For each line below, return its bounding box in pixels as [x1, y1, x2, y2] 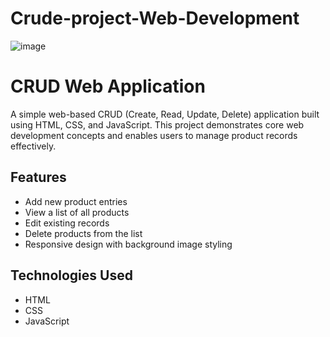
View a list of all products [24, 206, 130, 218]
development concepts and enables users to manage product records [10, 129, 298, 141]
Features [10, 169, 67, 186]
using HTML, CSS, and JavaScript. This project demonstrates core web [10, 118, 305, 131]
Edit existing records [24, 217, 110, 229]
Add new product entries [24, 195, 128, 207]
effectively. [10, 140, 57, 152]
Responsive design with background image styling [24, 238, 233, 250]
